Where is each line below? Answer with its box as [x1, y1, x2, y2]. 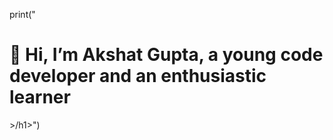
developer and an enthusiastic [9, 65, 267, 88]
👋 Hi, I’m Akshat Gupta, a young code [9, 44, 324, 66]
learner [9, 86, 71, 109]
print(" [9, 9, 36, 20]
